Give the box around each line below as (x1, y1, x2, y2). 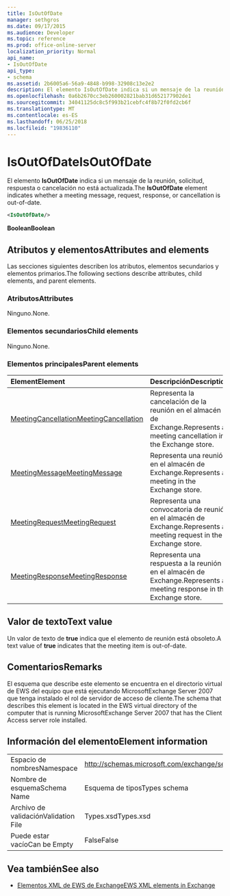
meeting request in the (149, 530, 222, 539)
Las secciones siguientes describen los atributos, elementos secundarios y (7, 262, 219, 270)
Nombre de (10, 775, 47, 784)
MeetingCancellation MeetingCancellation (10, 413, 144, 423)
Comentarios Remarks (7, 661, 103, 673)
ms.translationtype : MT (7, 105, 75, 112)
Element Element (10, 376, 66, 386)
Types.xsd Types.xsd (84, 812, 151, 821)
